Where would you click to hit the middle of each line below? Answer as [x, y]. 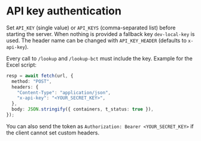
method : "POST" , [32, 81]
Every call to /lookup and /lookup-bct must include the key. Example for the [99, 58]
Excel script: [22, 65]
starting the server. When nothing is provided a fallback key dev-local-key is [100, 34]
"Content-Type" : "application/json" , [64, 92]
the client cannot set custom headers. [53, 133]
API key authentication [64, 11]
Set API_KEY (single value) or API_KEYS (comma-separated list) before [91, 28]
